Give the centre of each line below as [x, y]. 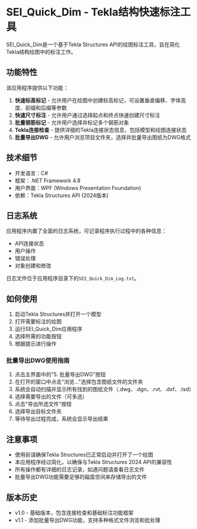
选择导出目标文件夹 [38, 411]
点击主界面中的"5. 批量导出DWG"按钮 [60, 375]
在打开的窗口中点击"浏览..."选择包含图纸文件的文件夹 [79, 382]
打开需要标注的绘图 [38, 322]
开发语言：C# [31, 173]
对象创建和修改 [33, 266]
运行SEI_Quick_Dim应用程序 [49, 329]
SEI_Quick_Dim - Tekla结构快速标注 [93, 12]
